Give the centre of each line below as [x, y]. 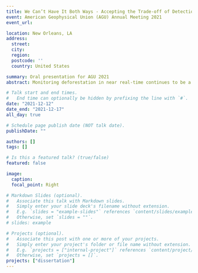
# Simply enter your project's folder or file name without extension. [99, 244]
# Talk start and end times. [42, 93]
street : [21, 44]
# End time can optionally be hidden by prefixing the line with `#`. [97, 98]
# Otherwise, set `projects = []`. [52, 255]
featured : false [26, 163]
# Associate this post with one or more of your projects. [83, 239]
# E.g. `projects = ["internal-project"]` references [76, 250]
